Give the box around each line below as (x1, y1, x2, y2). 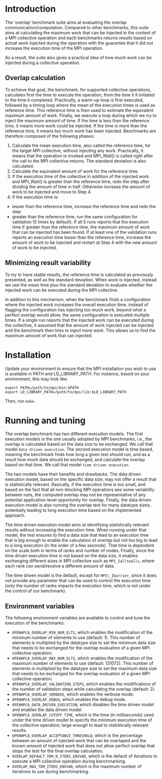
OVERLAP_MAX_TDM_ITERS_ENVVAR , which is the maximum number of (12, 763, 142, 769)
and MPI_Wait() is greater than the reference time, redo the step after (12, 179, 150, 184)
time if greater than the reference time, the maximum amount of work (12, 224, 150, 230)
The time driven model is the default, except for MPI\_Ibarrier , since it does (5, 572, 157, 578)
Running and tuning (5, 415, 86, 426)
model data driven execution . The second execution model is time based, (5, 446, 153, 452)
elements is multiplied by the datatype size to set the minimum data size (12, 640, 156, 646)
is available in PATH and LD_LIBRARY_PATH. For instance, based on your (5, 371, 150, 376)
